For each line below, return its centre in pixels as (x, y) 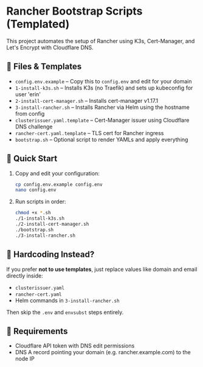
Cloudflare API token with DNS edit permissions (75, 346)
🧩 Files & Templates (44, 67)
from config (30, 113)
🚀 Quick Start (32, 159)
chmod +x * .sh (33, 213)
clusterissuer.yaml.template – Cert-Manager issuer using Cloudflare (102, 120)
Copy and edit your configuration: (57, 173)
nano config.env (36, 190)
